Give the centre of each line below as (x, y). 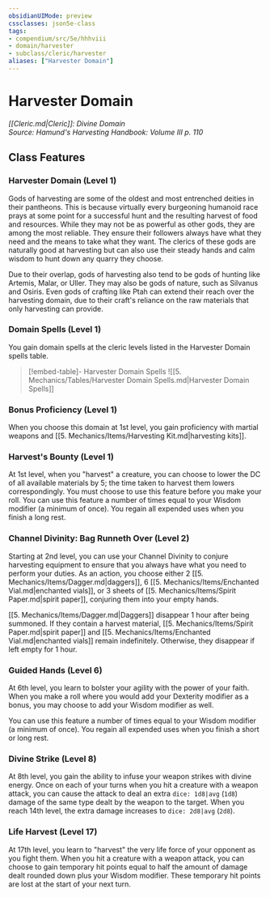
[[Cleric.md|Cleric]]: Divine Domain (67, 123)
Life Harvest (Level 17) (53, 832)
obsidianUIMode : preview (50, 16)
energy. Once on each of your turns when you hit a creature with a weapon (133, 785)
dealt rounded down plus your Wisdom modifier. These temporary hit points (135, 875)
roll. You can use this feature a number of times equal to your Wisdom (124, 500)
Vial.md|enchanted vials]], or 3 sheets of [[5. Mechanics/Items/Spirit (122, 590)
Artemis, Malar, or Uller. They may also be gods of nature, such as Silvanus (133, 283)
